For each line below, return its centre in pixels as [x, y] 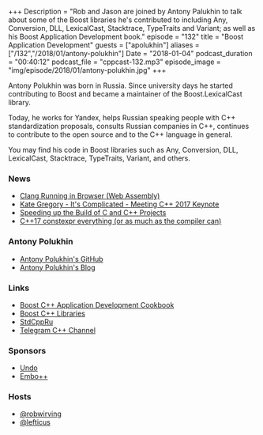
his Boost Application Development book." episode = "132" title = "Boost [126, 36]
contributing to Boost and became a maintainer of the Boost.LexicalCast [125, 94]
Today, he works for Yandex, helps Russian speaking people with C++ [122, 117]
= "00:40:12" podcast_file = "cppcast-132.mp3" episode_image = [115, 62]
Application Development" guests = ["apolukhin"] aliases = [104, 45]
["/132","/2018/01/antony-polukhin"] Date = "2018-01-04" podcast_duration [130, 53]
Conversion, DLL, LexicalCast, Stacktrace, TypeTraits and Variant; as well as [132, 28]
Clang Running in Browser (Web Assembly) [90, 196]
